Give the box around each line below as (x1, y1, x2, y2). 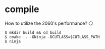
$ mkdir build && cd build (5, 30, 62, 35)
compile (5, 4, 39, 15)
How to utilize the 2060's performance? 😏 (5, 20, 93, 26)
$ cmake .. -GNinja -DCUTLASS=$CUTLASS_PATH (5, 34, 100, 39)
